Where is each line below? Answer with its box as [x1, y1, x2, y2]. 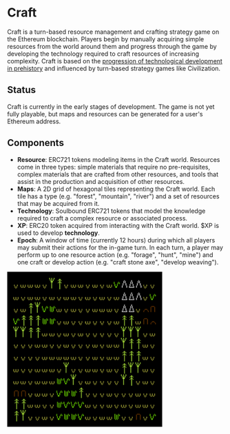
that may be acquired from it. [17, 199, 100, 207]
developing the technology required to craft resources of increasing [7, 50, 200, 58]
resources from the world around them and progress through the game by [7, 42, 217, 50]
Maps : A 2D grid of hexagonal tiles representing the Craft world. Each [17, 185, 216, 193]
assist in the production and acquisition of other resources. [17, 177, 185, 185]
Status [7, 84, 36, 96]
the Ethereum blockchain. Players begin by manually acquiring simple [7, 34, 205, 43]
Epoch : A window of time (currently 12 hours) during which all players [17, 236, 216, 244]
